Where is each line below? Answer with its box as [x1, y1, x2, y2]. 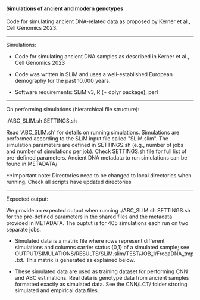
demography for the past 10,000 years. [14, 77, 111, 85]
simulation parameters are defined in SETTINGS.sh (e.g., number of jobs [6, 142, 183, 149]
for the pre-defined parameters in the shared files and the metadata [6, 213, 173, 220]
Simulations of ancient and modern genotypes [6, 5, 124, 12]
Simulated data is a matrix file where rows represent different [14, 237, 165, 245]
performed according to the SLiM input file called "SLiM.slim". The [6, 135, 168, 142]
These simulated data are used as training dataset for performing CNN [14, 268, 188, 275]
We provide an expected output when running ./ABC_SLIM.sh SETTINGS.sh [6, 207, 190, 214]
